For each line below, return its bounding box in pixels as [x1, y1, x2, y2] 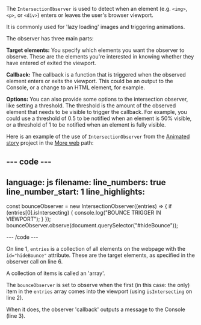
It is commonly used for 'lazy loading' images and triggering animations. [6, 24, 185, 30]
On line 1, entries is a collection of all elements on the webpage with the [6, 245, 185, 253]
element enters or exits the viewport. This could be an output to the [6, 78, 173, 84]
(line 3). [6, 312, 26, 320]
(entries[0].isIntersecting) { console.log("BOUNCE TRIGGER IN [6, 209, 161, 216]
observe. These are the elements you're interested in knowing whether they [6, 53, 194, 60]
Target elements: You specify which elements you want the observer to [6, 46, 185, 54]
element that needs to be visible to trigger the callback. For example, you [6, 109, 188, 115]
